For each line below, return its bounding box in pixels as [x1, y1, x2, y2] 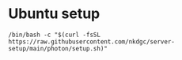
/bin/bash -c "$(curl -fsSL [8, 31, 101, 39]
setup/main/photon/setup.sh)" [8, 44, 108, 52]
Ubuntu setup [8, 5, 100, 23]
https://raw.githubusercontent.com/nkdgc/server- [8, 37, 176, 46]
